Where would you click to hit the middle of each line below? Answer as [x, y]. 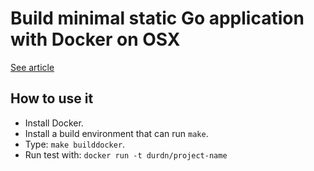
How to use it [52, 98]
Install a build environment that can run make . [116, 133]
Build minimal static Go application [157, 18]
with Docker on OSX [95, 39]
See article [32, 67]
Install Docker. [54, 123]
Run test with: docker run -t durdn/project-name [126, 154]
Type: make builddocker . [75, 144]
